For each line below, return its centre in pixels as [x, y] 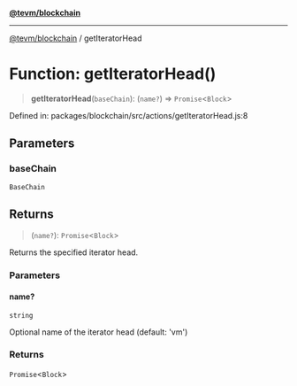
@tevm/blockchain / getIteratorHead [76, 38]
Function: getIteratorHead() [113, 74]
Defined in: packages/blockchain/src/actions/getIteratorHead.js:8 [129, 115]
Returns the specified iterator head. [74, 252]
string [21, 315]
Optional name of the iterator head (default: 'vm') [99, 332]
